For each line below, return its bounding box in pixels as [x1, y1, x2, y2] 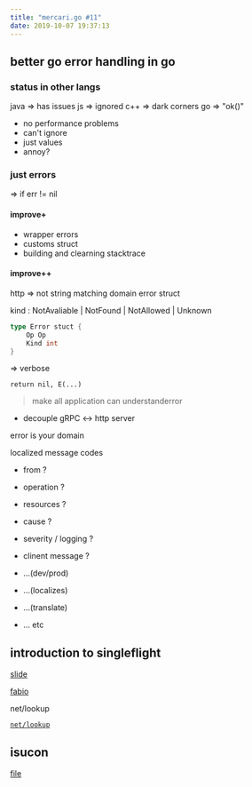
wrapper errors [22, 228, 79, 240]
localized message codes [10, 448, 104, 458]
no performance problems [22, 118, 119, 129]
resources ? [22, 499, 67, 510]
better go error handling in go [10, 54, 176, 69]
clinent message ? [22, 551, 90, 561]
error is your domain [10, 430, 85, 441]
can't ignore [22, 128, 67, 139]
